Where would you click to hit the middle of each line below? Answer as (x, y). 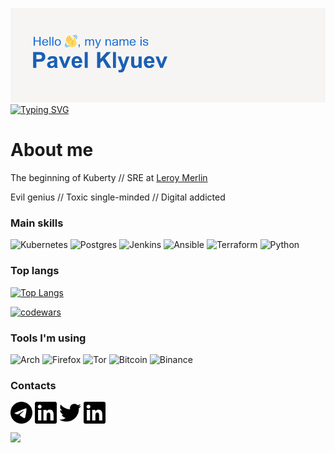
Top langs (35, 271)
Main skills (37, 223)
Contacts (33, 385)
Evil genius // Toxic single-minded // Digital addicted (118, 197)
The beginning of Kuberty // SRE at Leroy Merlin (109, 178)
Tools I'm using (48, 338)
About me (52, 150)
